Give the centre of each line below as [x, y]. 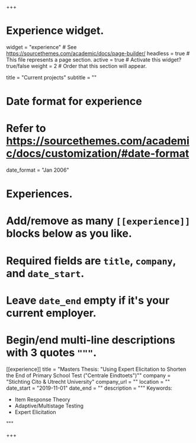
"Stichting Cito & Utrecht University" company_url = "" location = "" [88, 381]
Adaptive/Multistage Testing [49, 406]
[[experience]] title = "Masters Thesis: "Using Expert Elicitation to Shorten [96, 369]
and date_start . [45, 273]
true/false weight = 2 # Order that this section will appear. [76, 66]
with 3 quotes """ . [52, 352]
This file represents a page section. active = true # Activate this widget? [94, 59]
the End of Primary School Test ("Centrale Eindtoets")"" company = [89, 375]
